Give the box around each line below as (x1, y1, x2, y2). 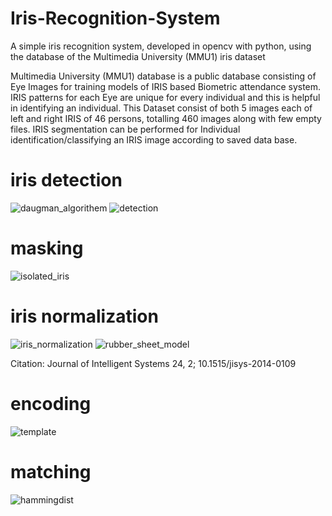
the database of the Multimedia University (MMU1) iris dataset (10, 50, 266, 62)
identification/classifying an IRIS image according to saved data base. (10, 133, 298, 146)
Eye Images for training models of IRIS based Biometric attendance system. (10, 80, 322, 92)
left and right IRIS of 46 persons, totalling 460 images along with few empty (10, 112, 322, 124)
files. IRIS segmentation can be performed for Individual (10, 123, 241, 135)
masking (10, 237, 84, 260)
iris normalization (10, 305, 159, 327)
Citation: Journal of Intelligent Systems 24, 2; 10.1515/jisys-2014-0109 (10, 357, 297, 369)
